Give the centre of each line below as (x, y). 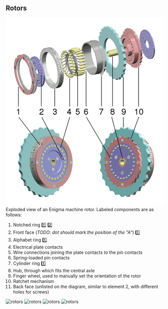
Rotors (16, 8)
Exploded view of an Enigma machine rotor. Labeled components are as (80, 209)
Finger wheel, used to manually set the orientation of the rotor (77, 276)
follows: (14, 215)
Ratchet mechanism (33, 281)
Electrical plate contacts (38, 247)
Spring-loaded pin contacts (41, 257)
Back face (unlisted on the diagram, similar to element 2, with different (86, 286)
